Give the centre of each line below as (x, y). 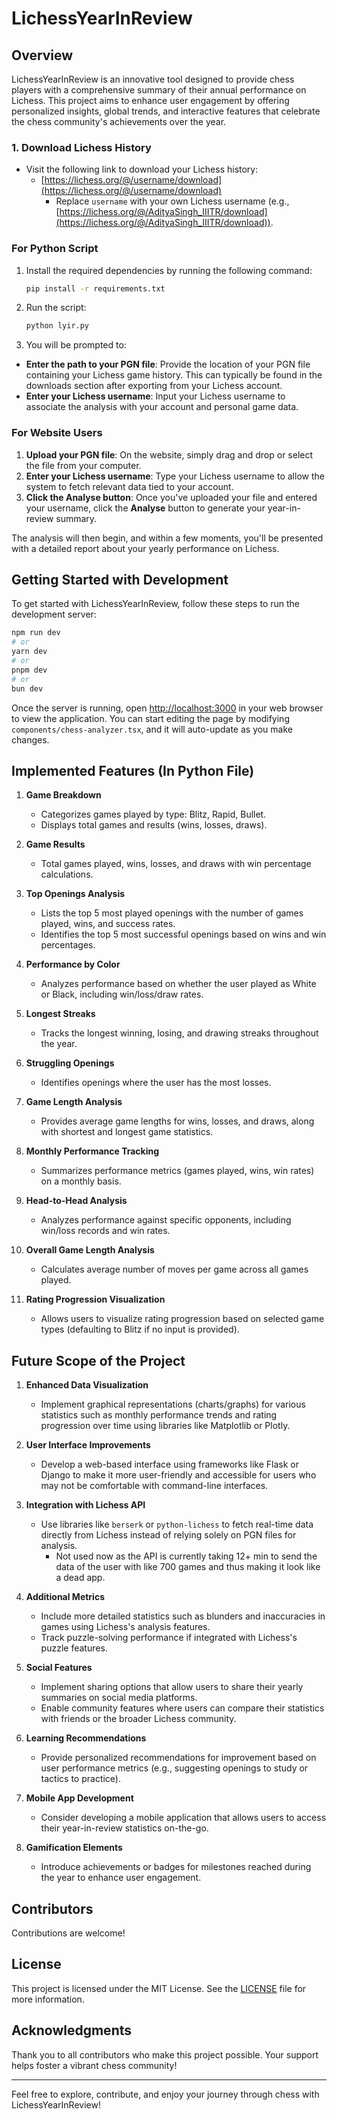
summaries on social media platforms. (119, 1698)
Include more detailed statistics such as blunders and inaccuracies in (183, 1616)
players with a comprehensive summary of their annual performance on (159, 90)
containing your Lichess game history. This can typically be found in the (174, 375)
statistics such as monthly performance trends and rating (159, 1415)
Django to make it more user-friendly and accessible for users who (178, 1475)
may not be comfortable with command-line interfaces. (154, 1486)
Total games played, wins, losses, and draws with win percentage (176, 864)
